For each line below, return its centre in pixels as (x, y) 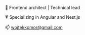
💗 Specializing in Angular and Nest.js (43, 17)
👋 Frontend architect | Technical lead (42, 8)
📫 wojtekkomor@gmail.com (34, 27)
